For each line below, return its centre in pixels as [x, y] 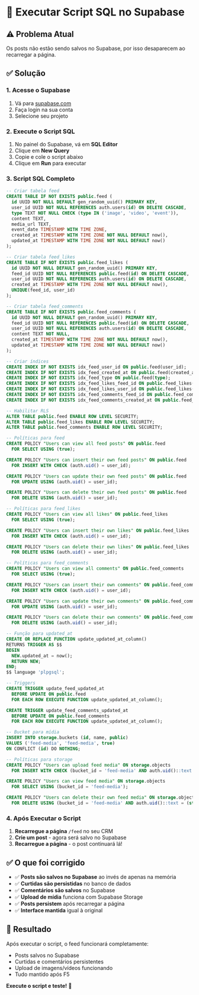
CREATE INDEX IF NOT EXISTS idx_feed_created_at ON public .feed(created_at [102, 372]
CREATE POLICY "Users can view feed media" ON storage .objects [86, 781]
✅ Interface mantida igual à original [59, 911]
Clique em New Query [42, 150]
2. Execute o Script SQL [41, 131]
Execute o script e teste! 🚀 [39, 985]
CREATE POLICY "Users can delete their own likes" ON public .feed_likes [98, 547]
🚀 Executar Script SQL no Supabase [95, 12]
